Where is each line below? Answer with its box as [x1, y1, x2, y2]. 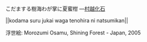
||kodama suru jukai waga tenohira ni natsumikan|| [5, 17, 128, 24]
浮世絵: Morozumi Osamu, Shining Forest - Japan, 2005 [5, 29, 141, 36]
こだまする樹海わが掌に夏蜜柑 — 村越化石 [5, 5, 106, 12]
